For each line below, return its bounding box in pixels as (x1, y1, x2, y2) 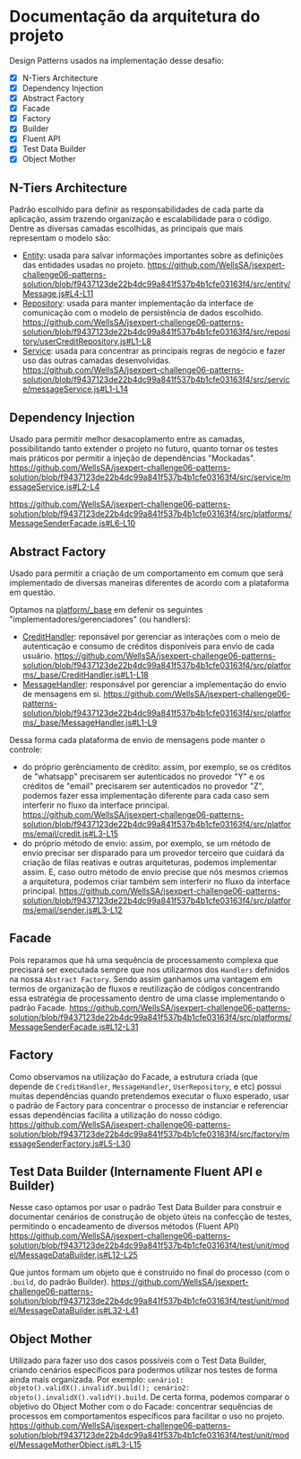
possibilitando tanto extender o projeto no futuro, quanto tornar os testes (9, 443, 279, 455)
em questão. (9, 587, 56, 597)
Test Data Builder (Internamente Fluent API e (9, 1163, 262, 1179)
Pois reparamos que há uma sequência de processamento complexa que (9, 954, 279, 965)
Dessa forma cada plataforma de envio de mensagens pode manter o (9, 734, 266, 745)
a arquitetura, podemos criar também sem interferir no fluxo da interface (21, 876, 291, 887)
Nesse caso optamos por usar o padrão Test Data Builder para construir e (9, 1202, 282, 1213)
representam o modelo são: (9, 233, 111, 243)
